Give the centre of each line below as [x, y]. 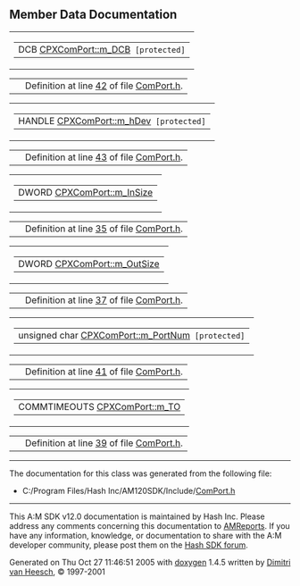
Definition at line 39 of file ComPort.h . [104, 443]
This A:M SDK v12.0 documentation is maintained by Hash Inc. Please [137, 516]
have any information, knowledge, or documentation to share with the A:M [146, 535]
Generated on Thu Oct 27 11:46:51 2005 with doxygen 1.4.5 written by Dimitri [150, 562]
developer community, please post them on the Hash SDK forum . [129, 545]
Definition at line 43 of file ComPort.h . [104, 157]
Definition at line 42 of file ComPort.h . [104, 86]
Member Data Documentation [93, 15]
